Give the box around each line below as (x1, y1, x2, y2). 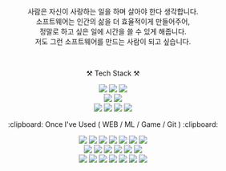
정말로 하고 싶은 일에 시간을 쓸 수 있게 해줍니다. (39, 26, 187, 36)
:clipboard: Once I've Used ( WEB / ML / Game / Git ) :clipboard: (7, 120, 219, 129)
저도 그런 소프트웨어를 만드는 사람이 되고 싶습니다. (34, 37, 192, 46)
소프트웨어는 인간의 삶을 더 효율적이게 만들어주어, (35, 17, 191, 26)
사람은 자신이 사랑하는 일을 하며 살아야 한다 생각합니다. (27, 6, 199, 16)
